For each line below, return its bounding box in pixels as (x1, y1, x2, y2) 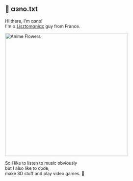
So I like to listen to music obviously (5, 160, 78, 166)
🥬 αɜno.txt (5, 5, 38, 13)
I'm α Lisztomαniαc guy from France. (5, 23, 80, 29)
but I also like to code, (5, 165, 50, 171)
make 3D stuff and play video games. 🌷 (5, 170, 85, 176)
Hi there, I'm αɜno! (5, 18, 43, 24)
